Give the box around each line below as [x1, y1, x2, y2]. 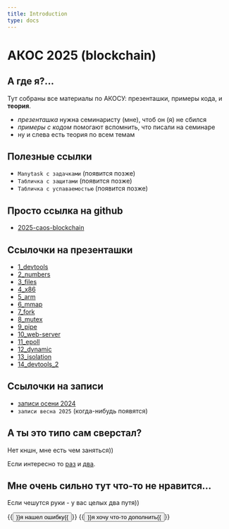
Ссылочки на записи [7, 380, 104, 392]
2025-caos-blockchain [17, 224, 85, 232]
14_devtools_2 [17, 360, 59, 368]
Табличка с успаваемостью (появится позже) [17, 184, 148, 193]
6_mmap [17, 300, 43, 308]
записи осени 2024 [17, 399, 76, 408]
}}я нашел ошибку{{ [16, 513, 69, 521]
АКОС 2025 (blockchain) [7, 47, 156, 63]
